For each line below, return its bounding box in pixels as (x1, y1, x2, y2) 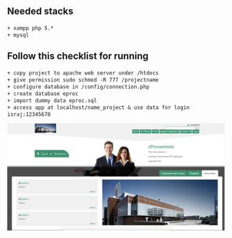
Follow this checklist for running (7, 50, 149, 62)
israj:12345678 (7, 110, 51, 118)
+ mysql (7, 31, 30, 39)
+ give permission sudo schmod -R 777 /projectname (7, 76, 159, 83)
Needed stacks (7, 6, 74, 17)
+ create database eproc (7, 90, 79, 97)
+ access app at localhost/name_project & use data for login (7, 103, 190, 111)
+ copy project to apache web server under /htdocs (7, 69, 159, 77)
